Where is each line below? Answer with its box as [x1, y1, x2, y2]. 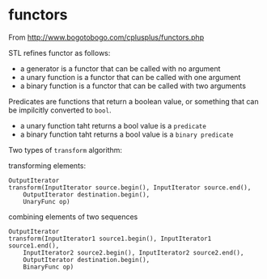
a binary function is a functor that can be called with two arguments [19, 81, 247, 91]
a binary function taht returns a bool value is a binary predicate [19, 129, 234, 139]
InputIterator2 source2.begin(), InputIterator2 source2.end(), [23, 248, 244, 256]
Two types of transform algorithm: [8, 145, 123, 154]
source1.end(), [8, 241, 60, 250]
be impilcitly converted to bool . [8, 105, 112, 115]
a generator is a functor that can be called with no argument [19, 63, 221, 74]
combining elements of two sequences [8, 212, 138, 222]
